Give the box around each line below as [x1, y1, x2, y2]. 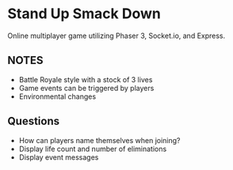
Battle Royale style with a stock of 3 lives [18, 74, 153, 84]
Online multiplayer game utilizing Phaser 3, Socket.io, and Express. [7, 31, 226, 40]
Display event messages [18, 152, 99, 162]
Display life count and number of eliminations [18, 144, 167, 153]
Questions [7, 115, 60, 128]
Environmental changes [18, 92, 97, 101]
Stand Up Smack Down [7, 5, 162, 23]
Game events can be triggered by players [18, 83, 155, 93]
